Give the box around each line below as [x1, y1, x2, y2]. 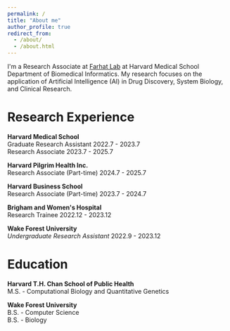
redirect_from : [7, 30, 52, 37]
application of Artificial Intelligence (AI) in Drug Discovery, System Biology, [7, 77, 224, 85]
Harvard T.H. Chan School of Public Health [7, 279, 134, 288]
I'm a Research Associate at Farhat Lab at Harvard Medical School [7, 63, 199, 70]
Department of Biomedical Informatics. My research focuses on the [7, 70, 203, 78]
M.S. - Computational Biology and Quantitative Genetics [7, 287, 170, 295]
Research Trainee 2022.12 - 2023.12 [7, 210, 112, 219]
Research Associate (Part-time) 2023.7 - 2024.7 [7, 189, 147, 197]
